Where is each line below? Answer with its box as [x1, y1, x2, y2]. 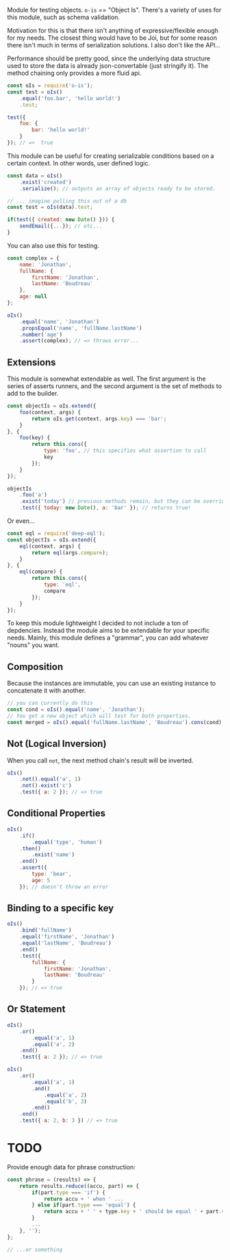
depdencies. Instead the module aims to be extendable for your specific [7, 627, 210, 635]
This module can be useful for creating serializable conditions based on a [7, 151, 214, 160]
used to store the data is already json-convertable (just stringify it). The [7, 62, 209, 69]
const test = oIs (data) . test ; [7, 204, 94, 211]
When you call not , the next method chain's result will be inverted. [7, 756, 194, 765]
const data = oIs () [7, 172, 63, 179]
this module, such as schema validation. [7, 13, 120, 21]
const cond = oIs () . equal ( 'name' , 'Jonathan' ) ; [7, 706, 146, 713]
